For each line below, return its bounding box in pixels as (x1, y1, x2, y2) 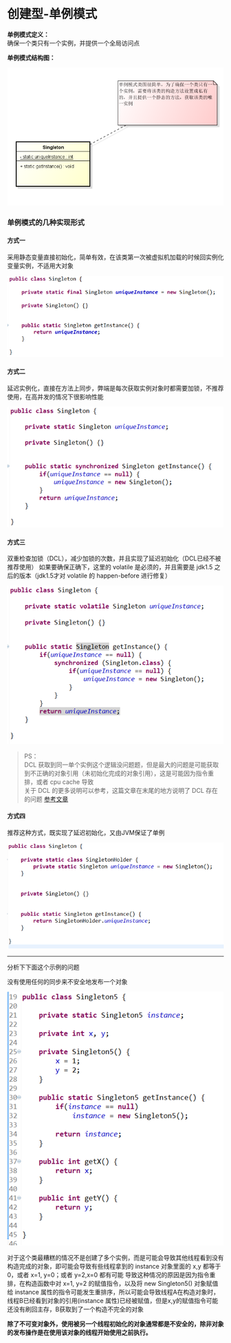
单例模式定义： (7, 30, 49, 39)
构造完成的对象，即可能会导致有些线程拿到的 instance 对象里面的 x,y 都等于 (7, 1263, 221, 1271)
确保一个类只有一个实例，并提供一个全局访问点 (7, 39, 140, 47)
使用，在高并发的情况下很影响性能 (7, 393, 104, 401)
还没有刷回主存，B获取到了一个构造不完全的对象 (7, 1305, 144, 1313)
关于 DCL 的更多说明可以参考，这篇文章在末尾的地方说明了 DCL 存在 (23, 786, 219, 794)
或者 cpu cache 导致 (36, 778, 94, 786)
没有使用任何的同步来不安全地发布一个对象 (7, 978, 128, 986)
